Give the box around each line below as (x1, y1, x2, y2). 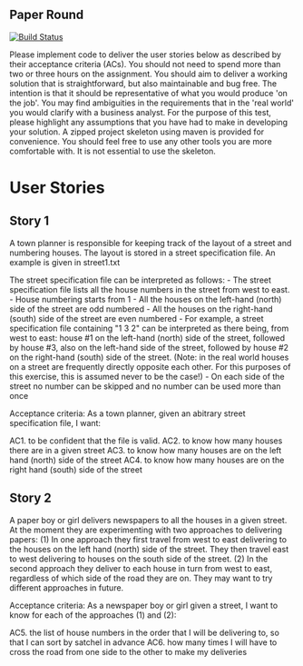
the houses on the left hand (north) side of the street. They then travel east (9, 543, 288, 554)
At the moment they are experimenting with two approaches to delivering (9, 524, 283, 535)
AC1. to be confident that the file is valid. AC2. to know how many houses (9, 435, 283, 446)
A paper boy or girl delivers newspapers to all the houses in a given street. (9, 514, 288, 525)
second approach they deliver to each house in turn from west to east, (9, 562, 273, 573)
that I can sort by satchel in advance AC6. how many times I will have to (9, 636, 278, 648)
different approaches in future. (9, 582, 124, 593)
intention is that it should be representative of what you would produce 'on (9, 87, 288, 98)
